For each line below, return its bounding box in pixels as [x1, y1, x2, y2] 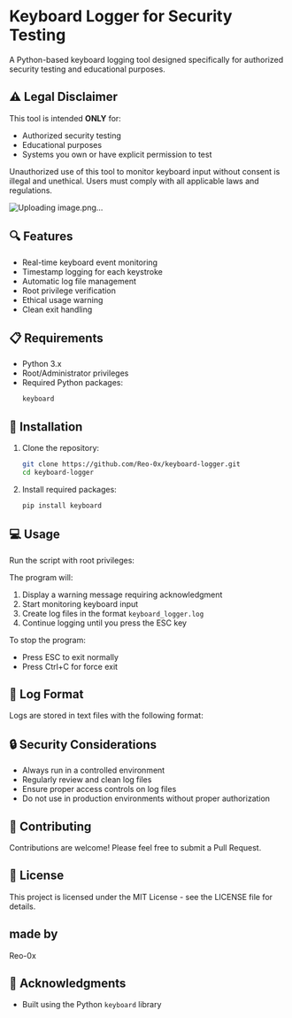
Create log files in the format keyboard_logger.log [21, 608, 204, 618]
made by [9, 927, 58, 942]
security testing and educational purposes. [9, 64, 165, 74]
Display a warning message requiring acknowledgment [21, 589, 223, 600]
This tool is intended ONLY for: [9, 113, 121, 123]
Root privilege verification [21, 285, 117, 296]
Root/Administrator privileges [21, 368, 129, 378]
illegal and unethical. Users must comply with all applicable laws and [9, 175, 259, 186]
